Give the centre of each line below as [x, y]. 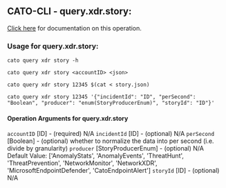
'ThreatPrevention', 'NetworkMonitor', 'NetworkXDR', [82, 163]
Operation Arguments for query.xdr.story [68, 118]
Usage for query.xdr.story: [53, 46]
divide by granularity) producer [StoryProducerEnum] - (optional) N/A [105, 148]
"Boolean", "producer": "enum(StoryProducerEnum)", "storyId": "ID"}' [111, 103]
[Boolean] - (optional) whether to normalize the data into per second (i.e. [111, 141]
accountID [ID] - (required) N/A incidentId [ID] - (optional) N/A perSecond [111, 134]
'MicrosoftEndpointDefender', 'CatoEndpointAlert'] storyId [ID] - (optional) [113, 171]
